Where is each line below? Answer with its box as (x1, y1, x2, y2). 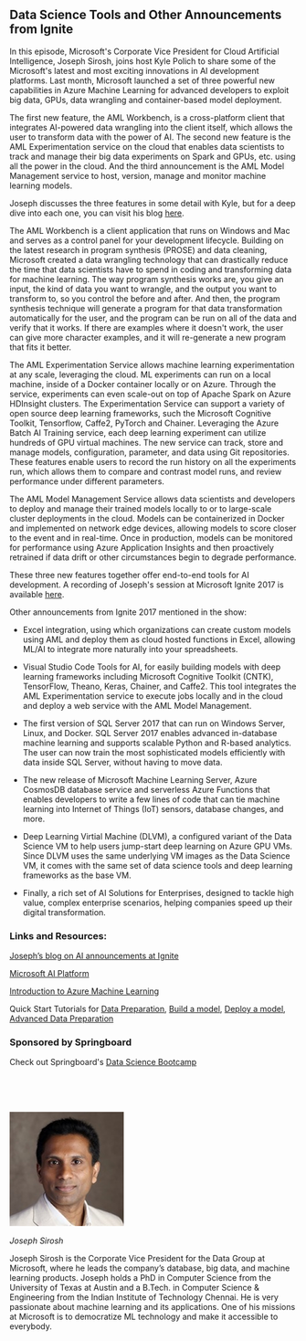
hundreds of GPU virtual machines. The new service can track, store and (9, 437, 284, 448)
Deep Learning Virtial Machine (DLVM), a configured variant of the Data (22, 830, 292, 841)
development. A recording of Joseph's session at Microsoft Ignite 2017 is (9, 579, 285, 590)
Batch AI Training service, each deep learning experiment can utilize (9, 427, 267, 438)
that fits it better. (9, 342, 71, 353)
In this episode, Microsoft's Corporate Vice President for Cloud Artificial (9, 46, 280, 57)
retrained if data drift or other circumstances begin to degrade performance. (9, 552, 297, 563)
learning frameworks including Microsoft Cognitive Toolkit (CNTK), (22, 670, 274, 681)
